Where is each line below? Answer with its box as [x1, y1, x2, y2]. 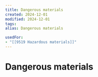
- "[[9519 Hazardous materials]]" [5, 39, 77, 45]
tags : [5, 21, 16, 26]
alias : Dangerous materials [5, 26, 64, 31]
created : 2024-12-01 [5, 12, 48, 17]
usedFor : [5, 35, 23, 40]
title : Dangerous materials [5, 7, 64, 12]
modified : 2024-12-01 [5, 16, 50, 21]
